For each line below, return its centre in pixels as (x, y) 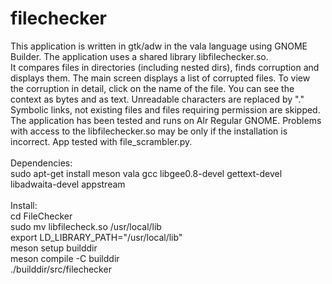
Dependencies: (41, 163)
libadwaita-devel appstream (68, 184)
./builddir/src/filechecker (61, 269)
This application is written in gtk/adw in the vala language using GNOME (159, 46)
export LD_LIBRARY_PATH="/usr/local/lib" (96, 237)
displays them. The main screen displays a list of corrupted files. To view (160, 78)
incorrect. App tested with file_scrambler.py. (101, 141)
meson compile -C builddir (65, 258)
